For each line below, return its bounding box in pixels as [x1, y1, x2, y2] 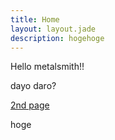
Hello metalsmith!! [10, 61, 85, 73]
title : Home [10, 14, 60, 25]
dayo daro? [10, 80, 57, 92]
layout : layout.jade [10, 24, 97, 34]
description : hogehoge [10, 33, 105, 43]
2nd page [10, 99, 50, 111]
